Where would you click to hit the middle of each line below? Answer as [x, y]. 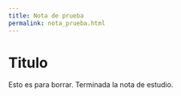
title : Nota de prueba [46, 16]
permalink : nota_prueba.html [57, 23]
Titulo [28, 63]
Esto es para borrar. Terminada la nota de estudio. [91, 85]
